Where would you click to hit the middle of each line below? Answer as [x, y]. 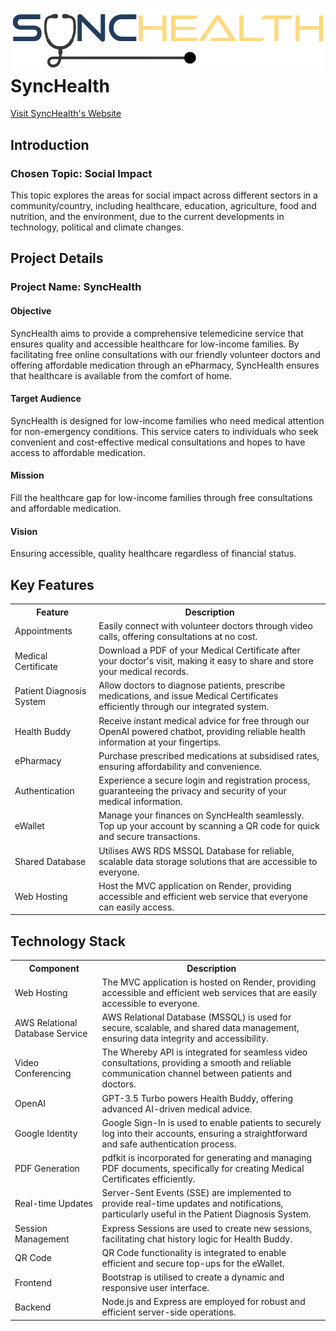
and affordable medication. [66, 508]
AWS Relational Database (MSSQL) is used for [196, 1017]
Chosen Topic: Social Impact [81, 173]
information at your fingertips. [160, 742]
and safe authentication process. [169, 1144]
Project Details [57, 258]
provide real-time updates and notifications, [192, 1204]
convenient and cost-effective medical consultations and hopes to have [158, 442]
